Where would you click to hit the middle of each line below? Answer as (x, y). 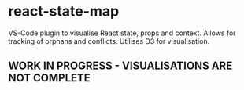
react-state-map (64, 11)
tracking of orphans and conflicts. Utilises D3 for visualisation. (109, 41)
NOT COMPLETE (49, 78)
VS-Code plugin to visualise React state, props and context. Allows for (122, 33)
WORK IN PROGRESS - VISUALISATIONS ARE (120, 66)
